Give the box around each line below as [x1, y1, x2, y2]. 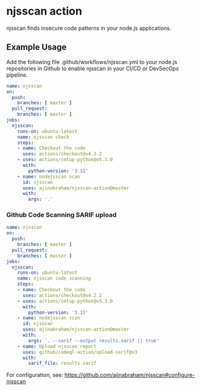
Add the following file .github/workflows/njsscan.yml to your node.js [6, 58, 178, 65]
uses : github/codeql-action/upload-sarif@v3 [22, 349, 138, 355]
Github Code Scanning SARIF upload [6, 211, 117, 219]
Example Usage [6, 42, 67, 52]
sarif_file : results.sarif [28, 361, 97, 367]
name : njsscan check [17, 134, 69, 140]
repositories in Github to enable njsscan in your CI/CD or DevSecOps [6, 65, 179, 72]
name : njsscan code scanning [17, 275, 91, 281]
